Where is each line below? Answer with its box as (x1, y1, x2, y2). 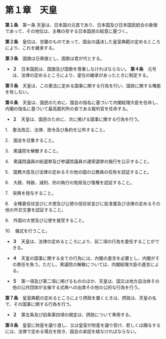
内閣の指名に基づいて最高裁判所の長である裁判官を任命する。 (5, 105, 131, 112)
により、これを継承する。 (5, 45, 57, 51)
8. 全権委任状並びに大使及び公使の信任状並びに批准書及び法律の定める (5, 201, 152, 206)
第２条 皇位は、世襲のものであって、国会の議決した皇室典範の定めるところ (5, 38, 161, 45)
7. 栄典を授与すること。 (5, 190, 56, 196)
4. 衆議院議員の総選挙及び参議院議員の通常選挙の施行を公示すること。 (5, 158, 152, 164)
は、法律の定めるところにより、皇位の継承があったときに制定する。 (12, 72, 151, 78)
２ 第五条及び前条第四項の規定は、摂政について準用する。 (12, 311, 134, 318)
